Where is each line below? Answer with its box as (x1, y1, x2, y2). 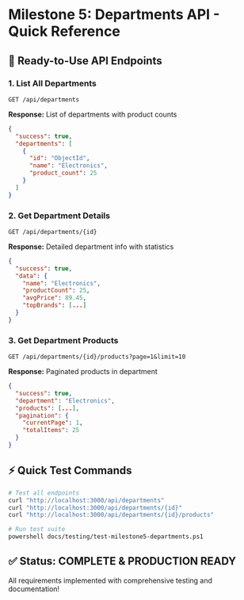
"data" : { (15, 272, 48, 280)
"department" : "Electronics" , (15, 396, 115, 405)
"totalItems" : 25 (22, 426, 80, 434)
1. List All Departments (8, 78, 97, 89)
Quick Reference (8, 22, 121, 40)
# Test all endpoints (8, 489, 80, 497)
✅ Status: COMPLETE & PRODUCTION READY (8, 555, 236, 568)
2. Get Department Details (8, 210, 111, 221)
